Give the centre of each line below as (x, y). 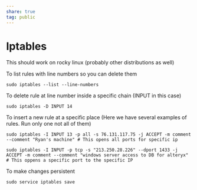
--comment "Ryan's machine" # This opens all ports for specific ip (92, 140)
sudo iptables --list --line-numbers (52, 85)
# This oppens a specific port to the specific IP (70, 160)
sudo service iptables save (41, 182)
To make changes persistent (40, 171)
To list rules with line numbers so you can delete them (72, 74)
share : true (21, 12)
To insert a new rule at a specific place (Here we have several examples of (96, 117)
